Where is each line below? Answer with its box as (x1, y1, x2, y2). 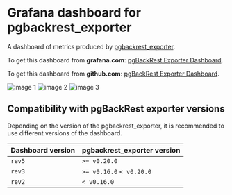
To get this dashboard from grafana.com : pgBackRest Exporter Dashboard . (7, 56, 224, 64)
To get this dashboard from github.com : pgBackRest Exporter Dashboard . (7, 69, 220, 78)
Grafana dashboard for (7, 5, 141, 21)
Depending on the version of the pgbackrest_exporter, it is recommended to (7, 121, 224, 130)
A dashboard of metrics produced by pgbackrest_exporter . (7, 42, 176, 51)
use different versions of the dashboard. (7, 128, 123, 137)
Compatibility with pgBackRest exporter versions (7, 103, 225, 115)
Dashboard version (10, 145, 76, 155)
